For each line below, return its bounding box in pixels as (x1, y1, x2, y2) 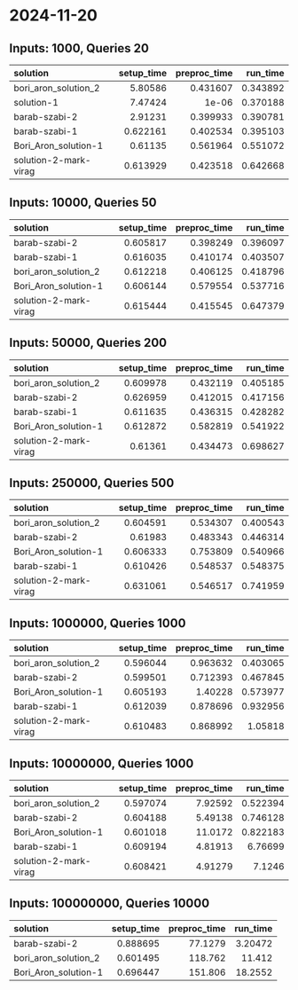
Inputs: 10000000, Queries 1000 (9, 756, 194, 771)
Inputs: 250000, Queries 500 (9, 475, 175, 491)
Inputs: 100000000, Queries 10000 (9, 896, 210, 911)
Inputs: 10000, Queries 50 (9, 195, 157, 210)
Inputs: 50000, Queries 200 (9, 335, 168, 350)
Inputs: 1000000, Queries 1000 (9, 616, 186, 631)
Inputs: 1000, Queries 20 (9, 41, 149, 56)
